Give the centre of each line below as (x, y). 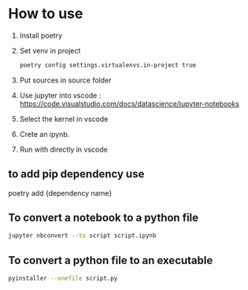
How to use (46, 14)
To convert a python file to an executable (111, 260)
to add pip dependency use (76, 174)
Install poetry (41, 35)
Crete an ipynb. (44, 134)
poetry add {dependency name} (60, 193)
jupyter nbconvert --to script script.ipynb (82, 236)
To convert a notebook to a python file (104, 218)
